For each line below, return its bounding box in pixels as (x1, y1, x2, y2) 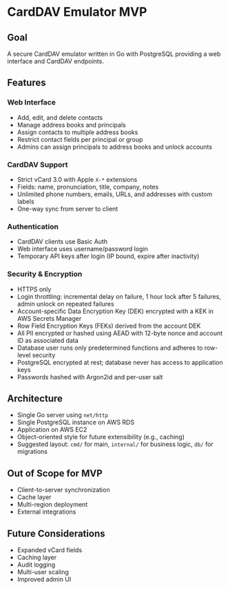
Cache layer (17, 493, 52, 501)
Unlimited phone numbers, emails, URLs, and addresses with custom (17, 190, 213, 198)
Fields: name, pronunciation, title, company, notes (17, 182, 159, 191)
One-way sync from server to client (17, 204, 118, 213)
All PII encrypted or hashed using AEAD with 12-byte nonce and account (17, 328, 223, 337)
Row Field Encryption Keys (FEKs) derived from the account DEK (17, 322, 201, 330)
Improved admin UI (17, 576, 72, 584)
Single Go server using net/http (17, 411, 109, 419)
